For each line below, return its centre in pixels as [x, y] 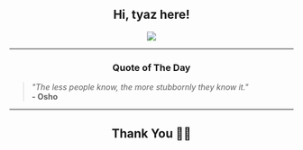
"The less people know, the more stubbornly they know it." [140, 87]
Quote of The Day [151, 67]
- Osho [45, 97]
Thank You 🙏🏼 [151, 133]
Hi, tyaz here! [151, 15]
